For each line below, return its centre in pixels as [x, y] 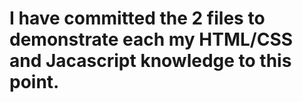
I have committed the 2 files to [137, 18]
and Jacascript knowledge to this [150, 61]
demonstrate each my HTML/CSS [151, 39]
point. [34, 82]
